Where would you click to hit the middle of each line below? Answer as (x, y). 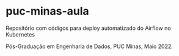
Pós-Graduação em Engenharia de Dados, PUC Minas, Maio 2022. (89, 46)
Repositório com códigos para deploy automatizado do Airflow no (89, 28)
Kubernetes (20, 34)
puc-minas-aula (47, 11)
